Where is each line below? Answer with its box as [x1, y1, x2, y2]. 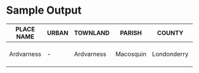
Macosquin [115, 50, 147, 58]
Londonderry [152, 50, 188, 58]
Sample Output [6, 4, 82, 17]
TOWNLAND [73, 28, 110, 37]
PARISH [120, 28, 142, 37]
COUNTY [156, 28, 184, 37]
